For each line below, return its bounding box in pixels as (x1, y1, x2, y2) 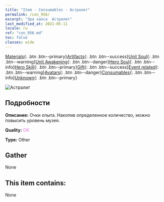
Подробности (5, 99, 50, 107)
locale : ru (5, 26, 28, 31)
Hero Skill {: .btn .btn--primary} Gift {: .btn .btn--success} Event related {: (14, 64, 159, 70)
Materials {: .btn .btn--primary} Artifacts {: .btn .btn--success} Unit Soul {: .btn (5, 53, 160, 59)
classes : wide (5, 40, 35, 45)
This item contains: (5, 179, 66, 187)
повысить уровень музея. (5, 117, 60, 123)
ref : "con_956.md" (5, 30, 43, 35)
